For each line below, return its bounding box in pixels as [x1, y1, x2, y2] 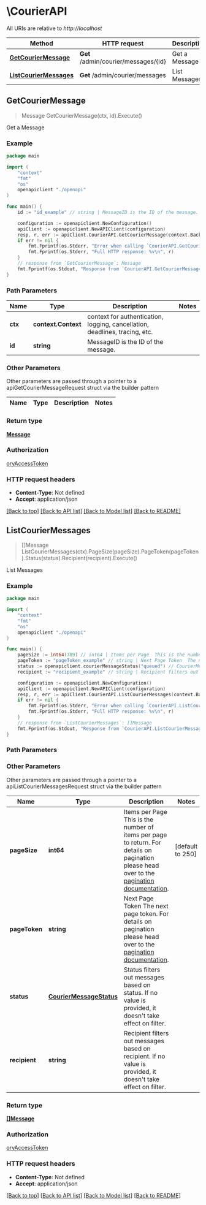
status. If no [123, 988, 158, 997]
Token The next [123, 902, 169, 910]
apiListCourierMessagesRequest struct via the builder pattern [6, 783, 162, 790]
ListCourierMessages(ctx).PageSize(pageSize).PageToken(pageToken [21, 547, 199, 555]
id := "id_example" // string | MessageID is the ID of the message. [17, 210, 199, 216]
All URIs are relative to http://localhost [6, 25, 102, 32]
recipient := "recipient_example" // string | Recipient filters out [17, 669, 199, 675]
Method [29, 39, 53, 47]
